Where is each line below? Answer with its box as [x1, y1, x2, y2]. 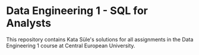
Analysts [6, 16, 52, 30]
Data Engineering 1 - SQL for [6, 4, 149, 18]
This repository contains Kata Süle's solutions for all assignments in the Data [6, 36, 194, 43]
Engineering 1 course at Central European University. [6, 42, 135, 49]
